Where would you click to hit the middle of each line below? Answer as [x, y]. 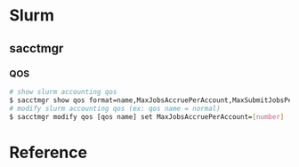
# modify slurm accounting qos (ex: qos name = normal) [115, 108]
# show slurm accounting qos [63, 91]
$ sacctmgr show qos [48, 100]
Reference [48, 152]
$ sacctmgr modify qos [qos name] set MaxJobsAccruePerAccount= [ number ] [147, 116]
